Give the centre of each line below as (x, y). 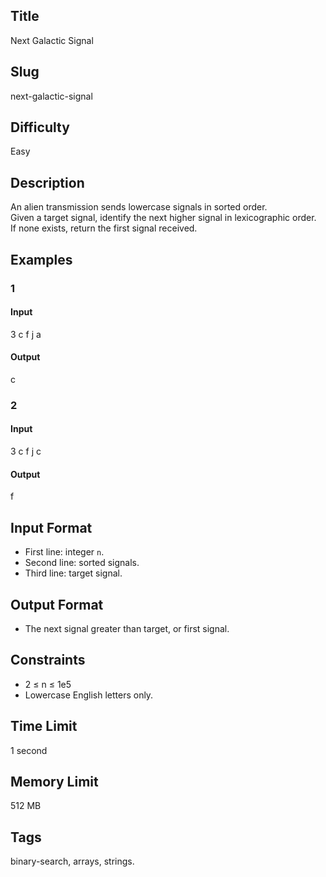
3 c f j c (26, 451)
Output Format (57, 604)
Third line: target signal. (73, 573)
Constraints (48, 660)
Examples (41, 259)
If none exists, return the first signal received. (104, 228)
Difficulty (40, 127)
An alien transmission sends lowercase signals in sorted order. (139, 207)
